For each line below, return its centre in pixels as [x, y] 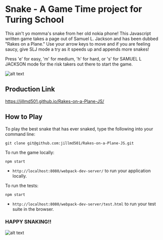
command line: [20, 134]
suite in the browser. [33, 209]
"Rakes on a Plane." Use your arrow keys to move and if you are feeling [78, 44]
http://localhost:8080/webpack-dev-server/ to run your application [81, 171]
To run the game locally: [30, 152]
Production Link [30, 90]
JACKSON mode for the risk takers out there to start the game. [69, 64]
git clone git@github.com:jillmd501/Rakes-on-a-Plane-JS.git [70, 143]
